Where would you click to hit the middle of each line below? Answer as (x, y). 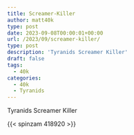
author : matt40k (30, 20)
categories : (24, 78)
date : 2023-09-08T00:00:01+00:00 (55, 33)
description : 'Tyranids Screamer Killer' (68, 53)
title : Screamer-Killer (41, 13)
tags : (15, 65)
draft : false (26, 59)
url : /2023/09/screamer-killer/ (54, 39)
